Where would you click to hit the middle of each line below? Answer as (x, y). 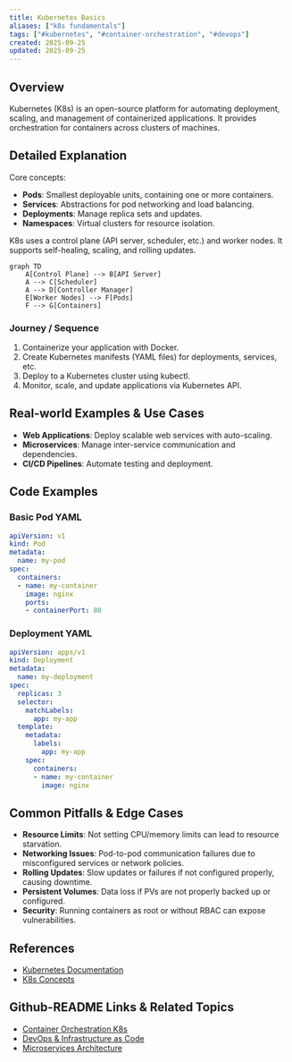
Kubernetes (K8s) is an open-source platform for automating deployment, (145, 108)
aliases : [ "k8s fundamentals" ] (67, 26)
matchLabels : (50, 710)
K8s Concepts (48, 980)
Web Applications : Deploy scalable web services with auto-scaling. (147, 435)
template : (35, 727)
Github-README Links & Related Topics (122, 1007)
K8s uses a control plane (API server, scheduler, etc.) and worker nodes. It (146, 240)
